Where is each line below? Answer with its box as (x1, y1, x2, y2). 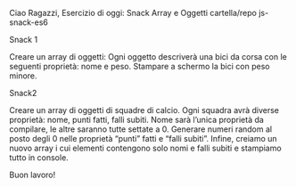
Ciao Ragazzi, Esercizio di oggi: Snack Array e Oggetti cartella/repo (9, 8, 257, 18)
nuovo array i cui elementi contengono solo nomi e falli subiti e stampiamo (9, 142, 283, 153)
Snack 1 (9, 35, 38, 45)
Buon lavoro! (9, 169, 56, 180)
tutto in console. (9, 152, 69, 163)
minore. (9, 70, 37, 81)
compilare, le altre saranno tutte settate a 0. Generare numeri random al (9, 124, 273, 134)
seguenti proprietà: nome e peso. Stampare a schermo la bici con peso (9, 61, 270, 71)
